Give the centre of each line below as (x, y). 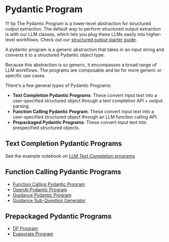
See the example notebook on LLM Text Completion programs (70, 156)
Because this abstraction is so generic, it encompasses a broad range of (81, 65)
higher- (154, 34)
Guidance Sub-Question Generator (49, 200)
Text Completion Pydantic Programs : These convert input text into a (85, 95)
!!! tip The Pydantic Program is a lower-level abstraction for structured (78, 23)
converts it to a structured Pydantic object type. (55, 55)
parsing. (21, 106)
